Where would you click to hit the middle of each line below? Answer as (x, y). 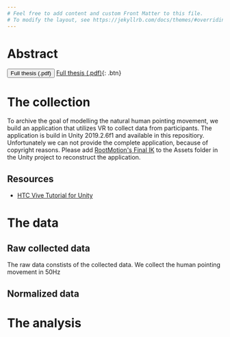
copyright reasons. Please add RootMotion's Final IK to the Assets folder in (113, 150)
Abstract (33, 54)
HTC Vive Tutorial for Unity (55, 195)
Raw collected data (49, 248)
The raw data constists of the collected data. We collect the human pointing (114, 265)
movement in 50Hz (34, 272)
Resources (30, 179)
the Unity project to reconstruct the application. (74, 158)
